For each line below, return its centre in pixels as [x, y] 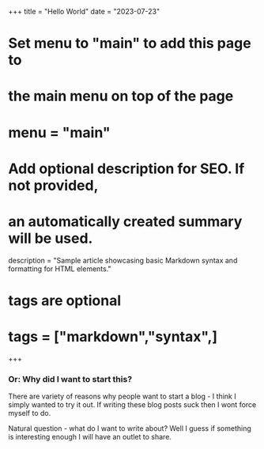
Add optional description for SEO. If [126, 168]
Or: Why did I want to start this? [70, 379]
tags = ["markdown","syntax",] [113, 337]
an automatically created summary [125, 221]
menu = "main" [59, 132]
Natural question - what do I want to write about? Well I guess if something [130, 428]
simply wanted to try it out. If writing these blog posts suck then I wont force [132, 405]
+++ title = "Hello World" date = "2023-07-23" [84, 11]
